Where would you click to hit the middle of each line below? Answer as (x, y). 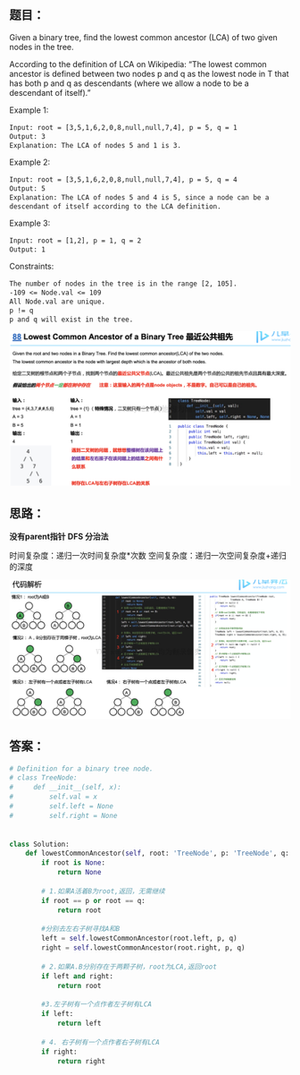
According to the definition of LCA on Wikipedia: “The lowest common (138, 64)
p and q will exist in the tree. (71, 320)
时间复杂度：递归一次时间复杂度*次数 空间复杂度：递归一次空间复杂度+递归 (148, 556)
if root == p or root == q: (93, 900)
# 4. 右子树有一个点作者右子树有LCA (101, 1042)
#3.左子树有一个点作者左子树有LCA (96, 1004)
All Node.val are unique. (57, 302)
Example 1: (29, 110)
